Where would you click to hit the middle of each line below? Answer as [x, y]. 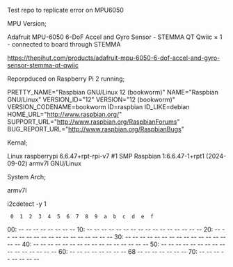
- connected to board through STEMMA [64, 44]
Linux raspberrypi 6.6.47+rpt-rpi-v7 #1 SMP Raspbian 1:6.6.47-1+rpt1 [106, 156]
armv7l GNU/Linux [55, 163]
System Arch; [27, 177]
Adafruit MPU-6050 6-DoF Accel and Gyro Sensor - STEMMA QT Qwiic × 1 [115, 37]
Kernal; [17, 143]
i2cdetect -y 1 [27, 204]
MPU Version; [27, 23]
